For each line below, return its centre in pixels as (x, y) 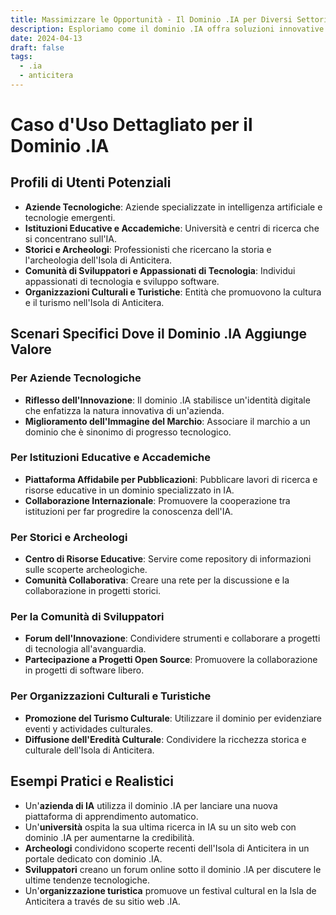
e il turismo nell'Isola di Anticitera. (94, 302)
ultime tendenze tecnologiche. (87, 880)
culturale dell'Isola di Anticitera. (89, 750)
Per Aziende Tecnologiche (76, 378)
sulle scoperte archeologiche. (86, 570)
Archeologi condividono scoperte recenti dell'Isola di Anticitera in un (167, 848)
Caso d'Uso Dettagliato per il (131, 125)
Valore (31, 349)
